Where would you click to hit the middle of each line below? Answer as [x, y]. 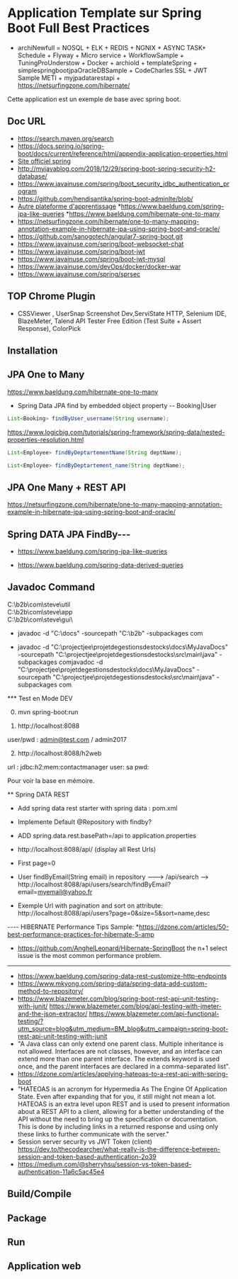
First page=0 [36, 863]
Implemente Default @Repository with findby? [85, 822]
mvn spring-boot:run [48, 712]
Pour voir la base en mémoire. [51, 780]
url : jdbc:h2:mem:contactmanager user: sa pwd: [78, 767]
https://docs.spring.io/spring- [61, 146]
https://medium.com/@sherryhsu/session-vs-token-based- [104, 1164]
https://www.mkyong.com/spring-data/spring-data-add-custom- [112, 984]
